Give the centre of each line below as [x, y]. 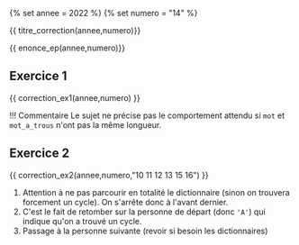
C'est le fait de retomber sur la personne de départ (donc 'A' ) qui [144, 212]
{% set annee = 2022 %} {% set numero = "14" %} [104, 13]
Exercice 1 [38, 76]
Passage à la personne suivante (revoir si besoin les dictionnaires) [145, 231]
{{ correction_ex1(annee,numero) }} [75, 97]
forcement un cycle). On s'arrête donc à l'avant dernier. [125, 202]
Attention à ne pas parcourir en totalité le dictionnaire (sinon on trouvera [156, 192]
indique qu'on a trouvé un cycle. [82, 221]
